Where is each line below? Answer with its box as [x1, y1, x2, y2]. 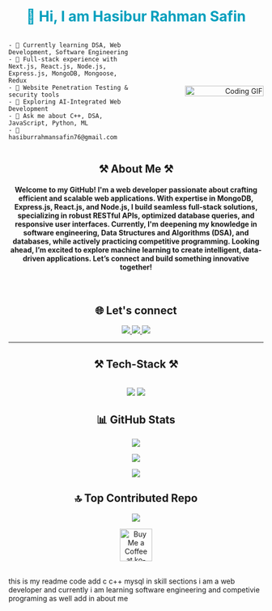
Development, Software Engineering [8, 48, 129, 56]
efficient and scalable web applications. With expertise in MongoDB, [18, 193, 254, 203]
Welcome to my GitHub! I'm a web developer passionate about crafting [15, 185, 257, 194]
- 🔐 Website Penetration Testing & [8, 83, 129, 91]
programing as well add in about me [8, 593, 129, 603]
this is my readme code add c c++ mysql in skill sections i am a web [8, 576, 236, 586]
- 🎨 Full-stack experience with [8, 55, 117, 63]
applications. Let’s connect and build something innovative [46, 253, 249, 263]
